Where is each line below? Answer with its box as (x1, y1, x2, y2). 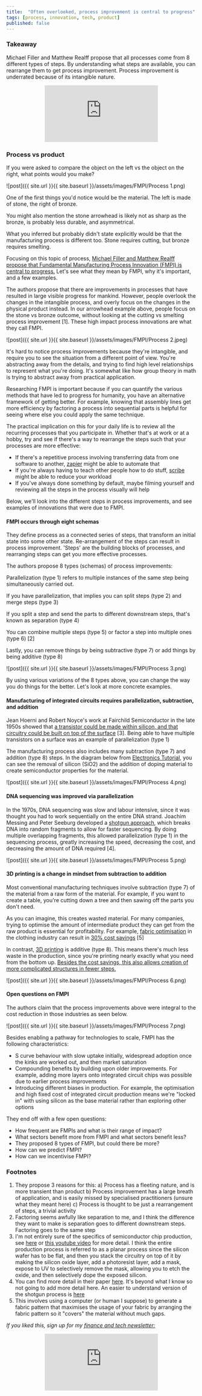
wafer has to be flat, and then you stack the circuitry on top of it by (14, 1252, 181, 1259)
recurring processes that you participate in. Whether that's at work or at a (6, 429, 189, 436)
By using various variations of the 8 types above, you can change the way (6, 677, 191, 684)
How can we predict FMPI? (14, 1146, 83, 1153)
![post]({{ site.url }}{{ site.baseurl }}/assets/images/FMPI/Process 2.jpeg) (6, 336, 188, 343)
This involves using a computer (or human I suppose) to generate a (14, 1297, 182, 1305)
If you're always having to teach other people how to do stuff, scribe (14, 467, 185, 474)
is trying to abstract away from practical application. (6, 373, 136, 381)
